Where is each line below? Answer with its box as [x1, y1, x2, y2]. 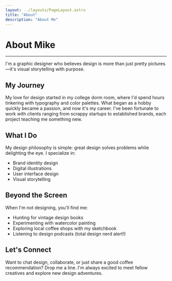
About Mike [5, 39, 56, 51]
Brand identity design [12, 159, 58, 166]
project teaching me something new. [5, 116, 82, 123]
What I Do [5, 131, 37, 139]
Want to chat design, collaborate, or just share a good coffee [5, 259, 133, 265]
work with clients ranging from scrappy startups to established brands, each [5, 111, 166, 117]
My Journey [5, 81, 45, 89]
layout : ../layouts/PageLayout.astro [5, 7, 86, 13]
